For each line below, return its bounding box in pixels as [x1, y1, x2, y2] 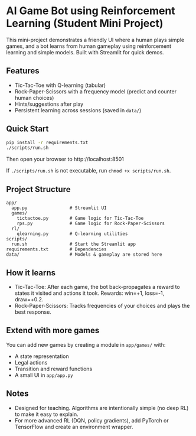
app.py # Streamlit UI [11, 205, 107, 211]
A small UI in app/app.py [14, 371, 73, 379]
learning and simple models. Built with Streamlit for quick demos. [6, 48, 164, 56]
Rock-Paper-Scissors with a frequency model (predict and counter [14, 87, 177, 95]
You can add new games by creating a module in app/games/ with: [6, 341, 166, 348]
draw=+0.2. [14, 295, 44, 302]
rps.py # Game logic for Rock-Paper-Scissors [17, 220, 165, 227]
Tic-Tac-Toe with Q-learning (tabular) [14, 82, 106, 89]
